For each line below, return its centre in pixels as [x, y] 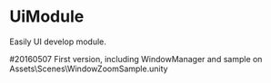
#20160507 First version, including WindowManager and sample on [136, 59]
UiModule [47, 17]
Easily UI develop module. [58, 41]
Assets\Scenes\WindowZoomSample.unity [89, 69]
